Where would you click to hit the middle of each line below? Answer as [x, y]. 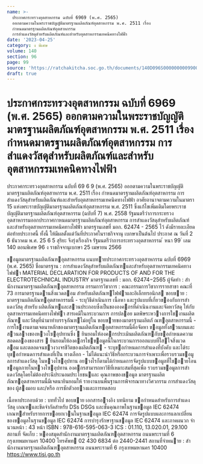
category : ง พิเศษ [27, 46]
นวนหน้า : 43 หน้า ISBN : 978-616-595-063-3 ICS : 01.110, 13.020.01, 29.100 [97, 427]
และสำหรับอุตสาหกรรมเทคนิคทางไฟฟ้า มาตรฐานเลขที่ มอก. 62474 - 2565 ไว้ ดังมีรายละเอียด [101, 227]
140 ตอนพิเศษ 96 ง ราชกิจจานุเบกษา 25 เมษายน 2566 [64, 247]
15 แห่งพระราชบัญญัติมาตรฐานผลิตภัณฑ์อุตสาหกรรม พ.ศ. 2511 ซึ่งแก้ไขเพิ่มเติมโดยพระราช [96, 207]
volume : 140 [22, 51]
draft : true [22, 74]
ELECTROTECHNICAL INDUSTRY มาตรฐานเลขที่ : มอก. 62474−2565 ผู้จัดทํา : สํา [98, 280]
